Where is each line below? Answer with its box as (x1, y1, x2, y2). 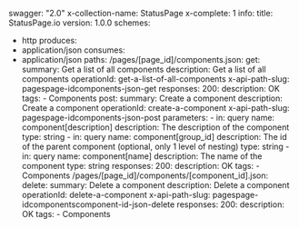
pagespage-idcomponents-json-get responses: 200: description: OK (21, 84, 281, 94)
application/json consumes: (21, 45, 125, 55)
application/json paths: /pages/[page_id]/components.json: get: (21, 55, 261, 64)
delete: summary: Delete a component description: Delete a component (21, 180, 290, 190)
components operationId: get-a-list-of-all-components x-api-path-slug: (21, 74, 290, 84)
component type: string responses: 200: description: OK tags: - (21, 161, 260, 171)
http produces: (21, 35, 78, 45)
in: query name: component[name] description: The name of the (21, 151, 263, 162)
